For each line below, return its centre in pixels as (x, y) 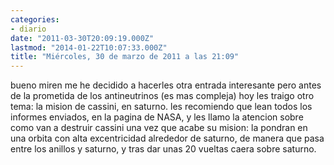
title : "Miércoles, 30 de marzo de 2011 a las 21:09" (125, 57)
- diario (28, 29)
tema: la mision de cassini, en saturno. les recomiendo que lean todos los (161, 107)
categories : (35, 19)
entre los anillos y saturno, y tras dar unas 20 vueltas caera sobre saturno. (163, 149)
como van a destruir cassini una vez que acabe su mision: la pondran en (159, 128)
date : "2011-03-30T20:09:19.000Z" (82, 38)
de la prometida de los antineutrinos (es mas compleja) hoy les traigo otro (162, 96)
